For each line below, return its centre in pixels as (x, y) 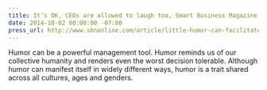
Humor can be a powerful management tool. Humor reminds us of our (122, 53)
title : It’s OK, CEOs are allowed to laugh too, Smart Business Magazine (133, 15)
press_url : (26, 30)
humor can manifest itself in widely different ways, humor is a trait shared (128, 69)
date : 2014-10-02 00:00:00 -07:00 (66, 23)
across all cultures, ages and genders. (71, 78)
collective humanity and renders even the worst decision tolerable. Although (133, 61)
